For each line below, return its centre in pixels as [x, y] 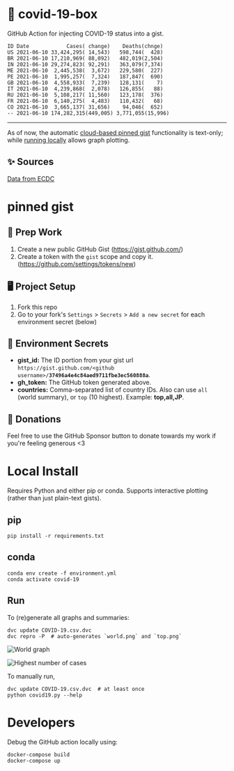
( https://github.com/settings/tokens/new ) [77, 264]
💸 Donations [34, 419]
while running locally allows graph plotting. [69, 140]
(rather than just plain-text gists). [54, 498]
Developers [41, 722]
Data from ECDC [31, 178]
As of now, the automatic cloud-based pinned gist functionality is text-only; [115, 132]
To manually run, [31, 676]
